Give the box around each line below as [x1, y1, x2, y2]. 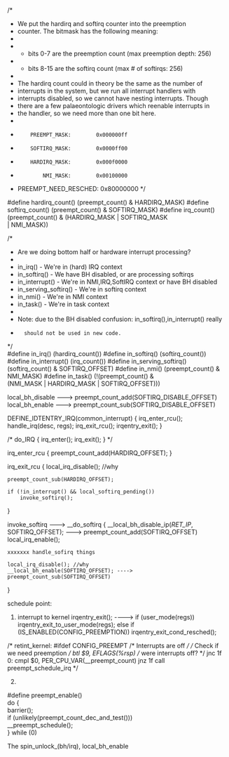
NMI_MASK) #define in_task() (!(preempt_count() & [7, 372, 154, 380]
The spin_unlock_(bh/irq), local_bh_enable [7, 742, 129, 750]
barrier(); [7, 706, 34, 714]
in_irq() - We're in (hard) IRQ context [17, 263, 123, 271]
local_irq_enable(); [7, 535, 61, 544]
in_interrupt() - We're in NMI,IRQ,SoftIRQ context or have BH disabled [17, 277, 218, 286]
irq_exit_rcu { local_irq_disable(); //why [7, 463, 119, 470]
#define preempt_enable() [7, 691, 83, 699]
